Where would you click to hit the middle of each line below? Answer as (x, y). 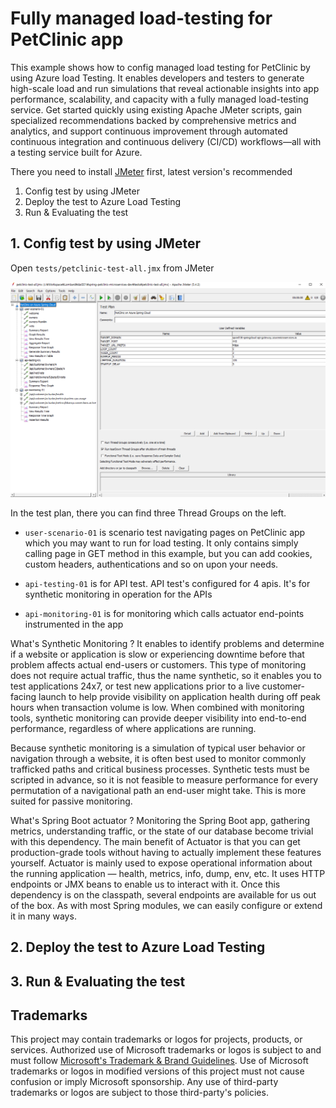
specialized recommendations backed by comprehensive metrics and (153, 120)
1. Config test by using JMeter (105, 243)
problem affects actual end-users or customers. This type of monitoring (158, 664)
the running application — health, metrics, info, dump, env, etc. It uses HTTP (168, 873)
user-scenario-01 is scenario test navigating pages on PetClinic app (165, 532)
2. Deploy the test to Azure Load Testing (138, 947)
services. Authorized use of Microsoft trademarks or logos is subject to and (166, 1050)
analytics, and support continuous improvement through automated (149, 131)
